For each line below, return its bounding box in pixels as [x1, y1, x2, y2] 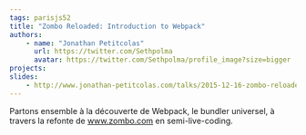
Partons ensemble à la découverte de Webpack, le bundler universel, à [9, 105, 275, 116]
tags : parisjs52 [9, 13, 71, 23]
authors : [9, 30, 43, 39]
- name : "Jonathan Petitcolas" [25, 38, 145, 48]
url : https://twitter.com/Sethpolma [33, 47, 173, 56]
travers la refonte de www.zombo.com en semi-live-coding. [9, 115, 234, 126]
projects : [9, 64, 47, 73]
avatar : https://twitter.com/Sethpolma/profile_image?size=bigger [33, 55, 291, 64]
